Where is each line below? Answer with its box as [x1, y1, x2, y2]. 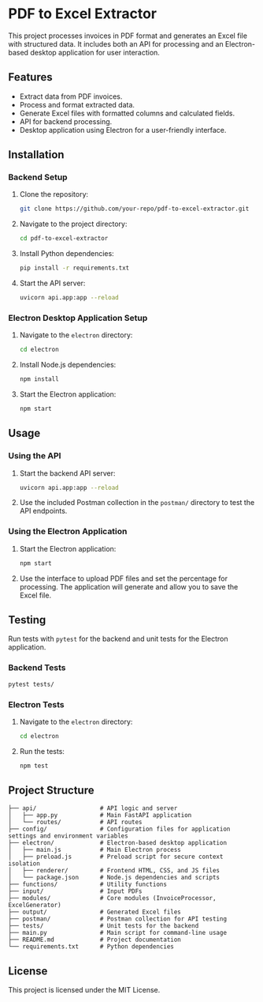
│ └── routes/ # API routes [8, 819, 143, 827]
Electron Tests [8, 699, 65, 710]
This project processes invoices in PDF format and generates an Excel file [8, 31, 248, 40]
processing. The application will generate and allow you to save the [19, 582, 239, 591]
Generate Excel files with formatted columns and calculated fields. [19, 108, 235, 118]
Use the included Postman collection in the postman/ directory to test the [19, 498, 255, 507]
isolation [8, 860, 41, 868]
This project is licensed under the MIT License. [8, 985, 161, 995]
